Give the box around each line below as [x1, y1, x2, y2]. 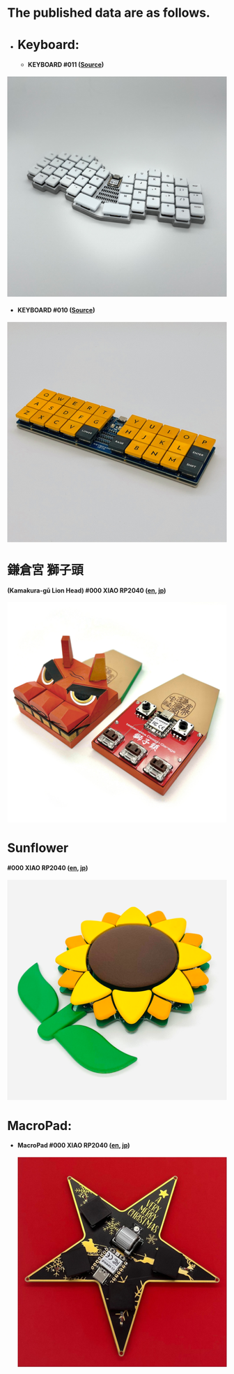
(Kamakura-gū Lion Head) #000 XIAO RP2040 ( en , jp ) [7, 586, 166, 595]
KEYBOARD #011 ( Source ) [27, 60, 104, 68]
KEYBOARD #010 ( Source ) [17, 306, 95, 314]
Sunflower [7, 840, 69, 856]
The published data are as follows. [7, 5, 210, 21]
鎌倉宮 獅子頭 [7, 562, 84, 578]
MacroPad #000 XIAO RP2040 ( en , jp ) [17, 1141, 130, 1150]
